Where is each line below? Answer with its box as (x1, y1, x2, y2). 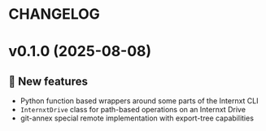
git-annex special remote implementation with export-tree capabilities (20, 113, 255, 123)
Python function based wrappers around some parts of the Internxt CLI (20, 96, 259, 106)
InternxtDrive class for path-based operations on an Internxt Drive (20, 105, 246, 115)
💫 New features (8, 74, 88, 88)
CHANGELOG (8, 5, 100, 24)
